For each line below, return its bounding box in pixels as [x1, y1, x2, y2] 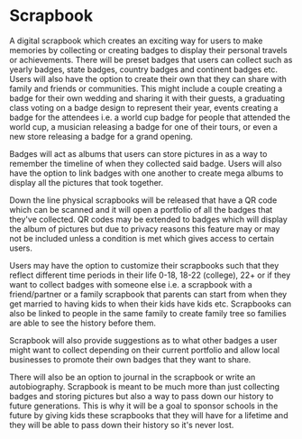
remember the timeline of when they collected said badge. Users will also [9, 158, 282, 169]
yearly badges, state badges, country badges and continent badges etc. [9, 64, 278, 75]
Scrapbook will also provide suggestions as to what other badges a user [9, 334, 278, 345]
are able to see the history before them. [9, 317, 156, 328]
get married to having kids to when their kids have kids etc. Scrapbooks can [9, 298, 292, 309]
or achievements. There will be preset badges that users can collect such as [9, 54, 293, 65]
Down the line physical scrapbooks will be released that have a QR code [9, 195, 278, 206]
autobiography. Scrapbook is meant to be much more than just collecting [9, 380, 280, 392]
